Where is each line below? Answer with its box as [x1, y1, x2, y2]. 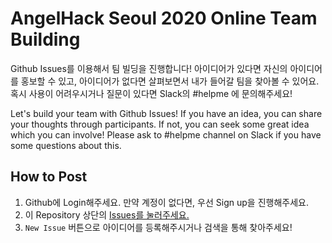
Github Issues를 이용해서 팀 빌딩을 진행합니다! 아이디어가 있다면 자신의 [10, 62, 288, 74]
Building [10, 28, 81, 51]
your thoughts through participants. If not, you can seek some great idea [10, 118, 310, 130]
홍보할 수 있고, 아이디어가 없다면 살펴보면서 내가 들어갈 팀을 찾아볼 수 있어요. [20, 75, 320, 87]
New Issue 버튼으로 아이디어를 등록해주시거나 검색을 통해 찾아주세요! [24, 221, 293, 233]
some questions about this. [10, 139, 122, 151]
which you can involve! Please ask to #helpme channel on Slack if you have [10, 128, 322, 141]
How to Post [10, 168, 88, 186]
